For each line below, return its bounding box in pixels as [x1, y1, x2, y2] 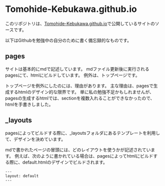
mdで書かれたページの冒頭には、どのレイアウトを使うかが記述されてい [5, 147, 151, 153]
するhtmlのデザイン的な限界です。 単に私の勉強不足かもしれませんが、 [9, 89, 154, 95]
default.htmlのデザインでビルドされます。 [22, 159, 108, 165]
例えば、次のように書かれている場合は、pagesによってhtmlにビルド [14, 153, 154, 159]
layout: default [5, 173, 39, 179]
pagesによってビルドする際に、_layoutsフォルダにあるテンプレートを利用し [5, 130, 161, 136]
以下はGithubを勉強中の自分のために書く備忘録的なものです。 [5, 37, 132, 43]
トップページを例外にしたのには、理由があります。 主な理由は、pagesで [5, 83, 154, 89]
